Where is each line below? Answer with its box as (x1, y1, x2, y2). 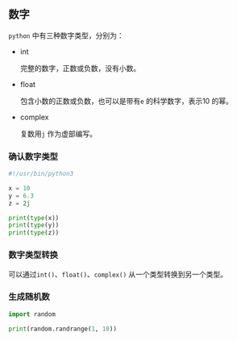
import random (8, 310, 56, 318)
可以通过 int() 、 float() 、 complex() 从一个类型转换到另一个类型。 (8, 269, 228, 279)
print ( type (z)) (8, 229, 60, 237)
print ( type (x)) (8, 214, 60, 222)
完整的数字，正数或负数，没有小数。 (19, 63, 141, 73)
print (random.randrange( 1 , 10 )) (8, 325, 117, 333)
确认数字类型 (8, 151, 59, 162)
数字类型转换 (8, 249, 59, 260)
